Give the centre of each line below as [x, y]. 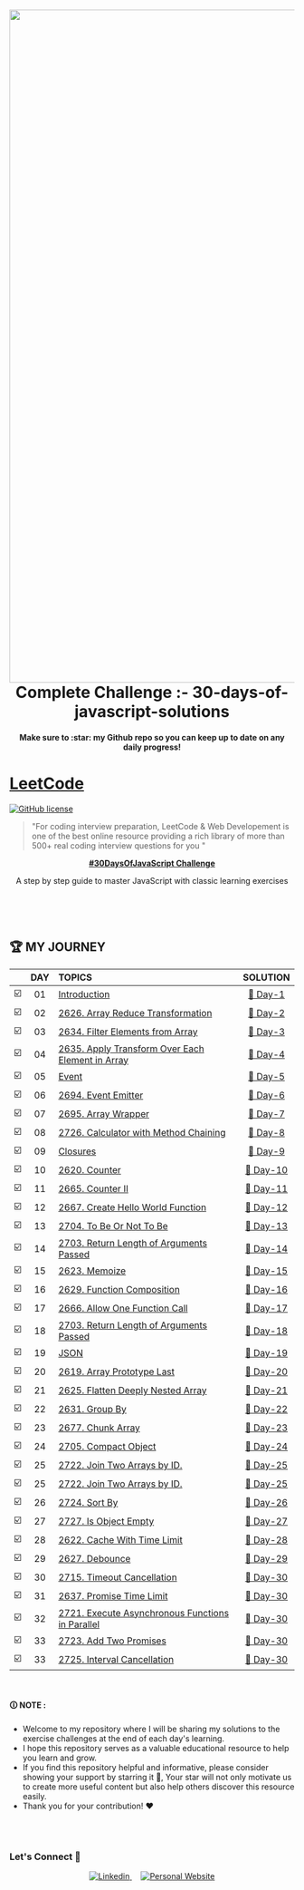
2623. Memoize [92, 1271]
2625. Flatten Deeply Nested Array [133, 1391]
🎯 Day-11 [266, 1189]
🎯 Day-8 [266, 1133]
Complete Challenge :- [102, 693]
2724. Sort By [88, 1503]
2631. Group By [92, 1410]
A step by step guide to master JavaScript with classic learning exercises [152, 880]
